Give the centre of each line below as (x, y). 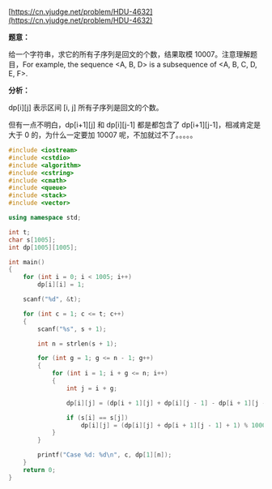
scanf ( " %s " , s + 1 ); (72, 329)
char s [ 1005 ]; (32, 240)
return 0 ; (40, 470)
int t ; (19, 232)
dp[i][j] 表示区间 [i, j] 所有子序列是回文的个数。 (86, 107)
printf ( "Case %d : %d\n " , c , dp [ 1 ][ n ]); (105, 455)
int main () (27, 262)
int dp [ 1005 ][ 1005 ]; (43, 247)
